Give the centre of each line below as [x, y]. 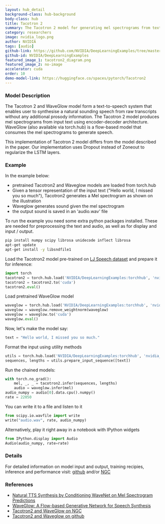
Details [14, 456]
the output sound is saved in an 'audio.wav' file [60, 212]
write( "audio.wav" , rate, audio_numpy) [46, 420]
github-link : [18, 51]
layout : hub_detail [25, 10]
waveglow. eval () [22, 319]
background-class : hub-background [41, 14]
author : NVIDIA [21, 42]
